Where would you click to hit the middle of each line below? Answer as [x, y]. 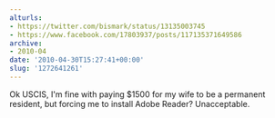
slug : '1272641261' [46, 69]
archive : [26, 43]
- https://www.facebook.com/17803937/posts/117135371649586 [126, 34]
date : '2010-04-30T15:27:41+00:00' [77, 60]
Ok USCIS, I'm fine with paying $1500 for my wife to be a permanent [137, 94]
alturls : [26, 18]
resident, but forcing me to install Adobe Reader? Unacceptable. [130, 103]
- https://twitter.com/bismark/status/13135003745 [107, 26]
